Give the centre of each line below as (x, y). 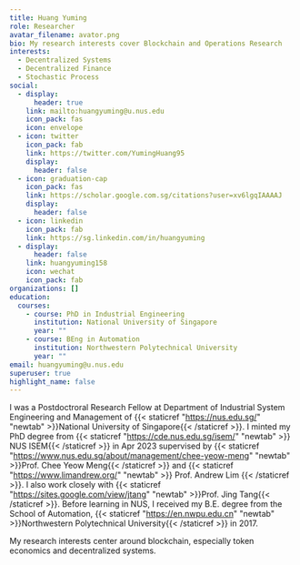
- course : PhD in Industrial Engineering (105, 314)
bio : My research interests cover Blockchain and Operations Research (146, 43)
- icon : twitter (48, 136)
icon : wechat (50, 272)
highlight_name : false (52, 382)
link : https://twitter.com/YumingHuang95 (105, 153)
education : (30, 297)
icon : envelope (55, 128)
